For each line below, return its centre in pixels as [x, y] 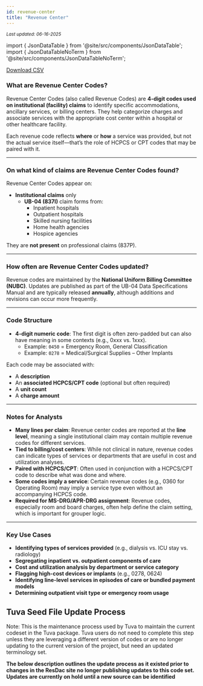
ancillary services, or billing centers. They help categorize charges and [95, 111]
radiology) [28, 554]
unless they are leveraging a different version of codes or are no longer [95, 639]
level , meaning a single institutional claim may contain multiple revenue [104, 436]
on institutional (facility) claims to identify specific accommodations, [93, 105]
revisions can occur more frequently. [52, 299]
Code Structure [29, 320]
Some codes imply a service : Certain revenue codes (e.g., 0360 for [100, 481]
